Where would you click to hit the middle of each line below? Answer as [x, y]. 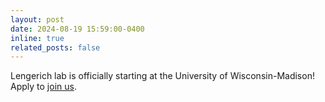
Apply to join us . [43, 87]
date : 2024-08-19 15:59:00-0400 [77, 29]
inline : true [37, 38]
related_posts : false [55, 47]
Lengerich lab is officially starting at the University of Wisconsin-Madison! [162, 76]
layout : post [37, 19]
